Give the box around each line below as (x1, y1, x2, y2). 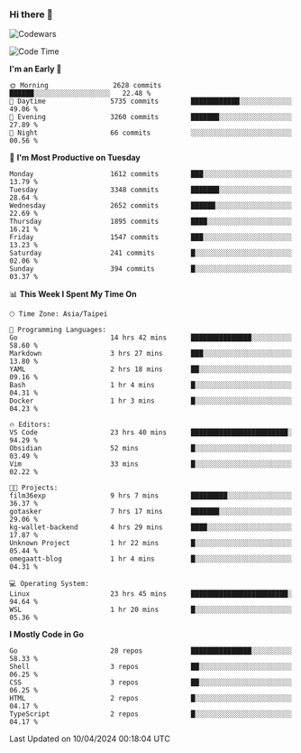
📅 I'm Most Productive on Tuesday (9, 153, 141, 163)
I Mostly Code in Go (9, 629, 84, 640)
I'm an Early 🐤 (9, 63, 62, 75)
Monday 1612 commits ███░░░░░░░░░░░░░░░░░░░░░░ (9, 170, 293, 179)
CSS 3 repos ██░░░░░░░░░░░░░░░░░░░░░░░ (9, 678, 293, 687)
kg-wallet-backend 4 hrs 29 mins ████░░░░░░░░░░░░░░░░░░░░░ (9, 523, 293, 532)
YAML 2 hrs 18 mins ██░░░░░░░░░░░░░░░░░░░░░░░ (9, 365, 293, 374)
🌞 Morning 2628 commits (9, 81, 162, 90)
